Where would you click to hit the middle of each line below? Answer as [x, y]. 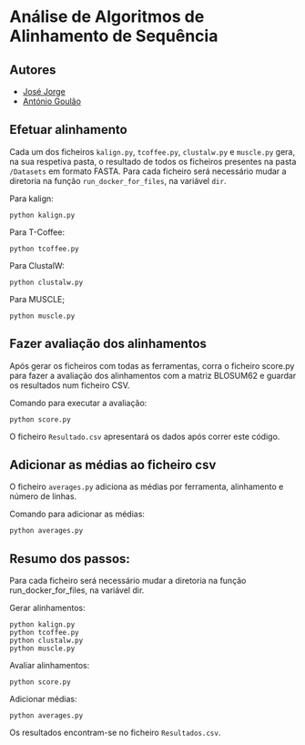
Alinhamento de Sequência [114, 36]
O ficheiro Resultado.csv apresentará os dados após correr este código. [145, 436]
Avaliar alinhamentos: [50, 666]
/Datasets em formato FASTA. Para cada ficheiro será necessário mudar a [148, 171]
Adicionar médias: [43, 699]
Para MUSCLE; [37, 299]
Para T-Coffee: [37, 232]
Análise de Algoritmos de [107, 17]
